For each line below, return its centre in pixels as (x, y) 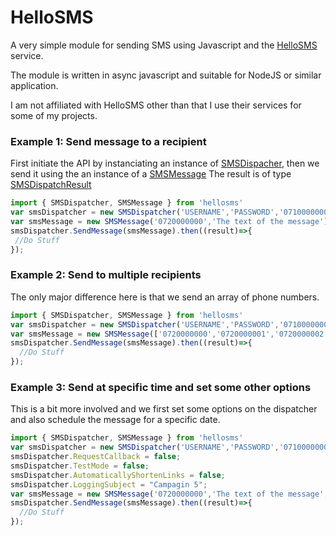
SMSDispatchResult (51, 185)
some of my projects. (54, 115)
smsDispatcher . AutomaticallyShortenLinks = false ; (118, 475)
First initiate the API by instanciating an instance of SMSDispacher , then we (165, 163)
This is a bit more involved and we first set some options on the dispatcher (164, 409)
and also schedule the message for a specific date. (115, 420)
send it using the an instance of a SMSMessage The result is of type (151, 174)
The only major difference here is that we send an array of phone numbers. (165, 297)
